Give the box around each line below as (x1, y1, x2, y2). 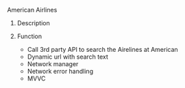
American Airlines (7, 6, 58, 14)
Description (16, 19, 50, 27)
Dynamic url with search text (27, 53, 108, 61)
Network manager (27, 60, 79, 68)
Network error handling (27, 68, 94, 75)
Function (16, 32, 42, 40)
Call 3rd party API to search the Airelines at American (27, 46, 178, 53)
